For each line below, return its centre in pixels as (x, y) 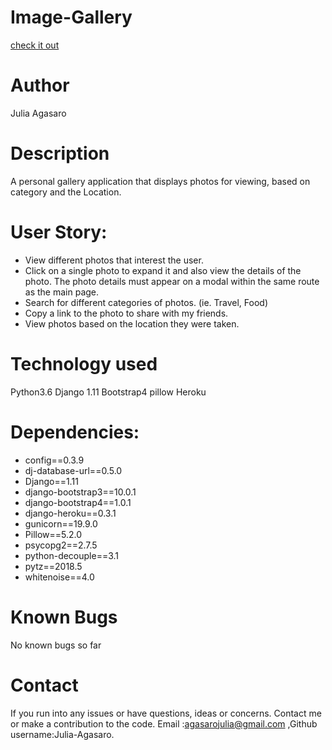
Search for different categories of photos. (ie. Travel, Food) (146, 302)
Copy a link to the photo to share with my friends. (126, 313)
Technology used (84, 363)
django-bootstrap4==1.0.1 (78, 502)
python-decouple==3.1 (72, 555)
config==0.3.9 (54, 460)
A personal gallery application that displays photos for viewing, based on (160, 181)
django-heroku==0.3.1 (70, 513)
